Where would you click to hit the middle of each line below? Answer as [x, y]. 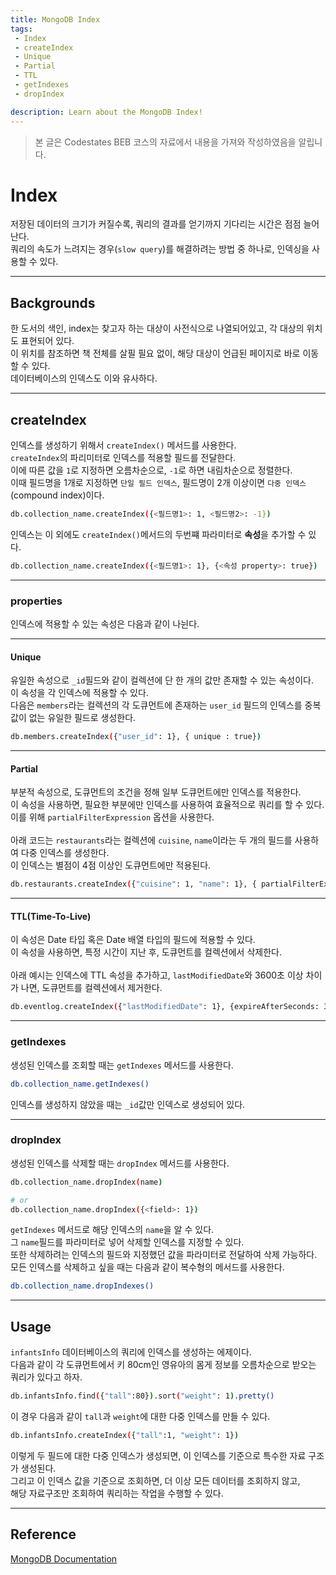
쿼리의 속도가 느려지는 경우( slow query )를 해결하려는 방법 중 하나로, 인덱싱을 [160, 249]
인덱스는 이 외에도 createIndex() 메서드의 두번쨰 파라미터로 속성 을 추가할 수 [158, 534]
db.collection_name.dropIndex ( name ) [86, 1182]
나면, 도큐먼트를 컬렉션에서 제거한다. [91, 988]
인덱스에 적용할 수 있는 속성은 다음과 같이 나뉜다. [105, 624]
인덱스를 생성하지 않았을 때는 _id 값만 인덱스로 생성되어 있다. [128, 1104]
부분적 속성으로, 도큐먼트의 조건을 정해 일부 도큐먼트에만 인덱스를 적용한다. [156, 792]
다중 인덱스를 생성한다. [65, 853]
